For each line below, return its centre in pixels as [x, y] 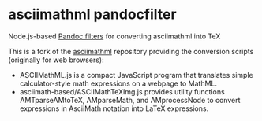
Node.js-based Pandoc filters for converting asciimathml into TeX [114, 36]
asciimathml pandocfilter [92, 15]
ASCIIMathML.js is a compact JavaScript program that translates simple [137, 75]
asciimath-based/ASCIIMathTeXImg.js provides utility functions [122, 91]
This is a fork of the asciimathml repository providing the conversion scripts [131, 51]
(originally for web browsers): [56, 60]
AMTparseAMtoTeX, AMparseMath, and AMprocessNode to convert [130, 100]
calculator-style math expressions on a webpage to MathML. [118, 83]
